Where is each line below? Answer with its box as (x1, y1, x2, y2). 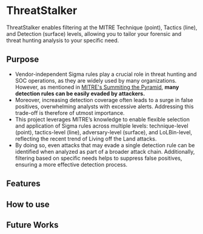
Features (6, 179, 41, 189)
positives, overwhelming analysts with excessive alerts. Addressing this (15, 103, 194, 110)
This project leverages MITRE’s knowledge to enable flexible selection (15, 115, 190, 123)
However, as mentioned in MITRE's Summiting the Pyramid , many (15, 83, 179, 91)
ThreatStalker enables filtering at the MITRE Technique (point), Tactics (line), (6, 24, 198, 31)
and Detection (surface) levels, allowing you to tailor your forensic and (6, 30, 182, 37)
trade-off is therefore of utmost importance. (15, 109, 125, 116)
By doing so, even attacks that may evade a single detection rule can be (15, 141, 195, 149)
